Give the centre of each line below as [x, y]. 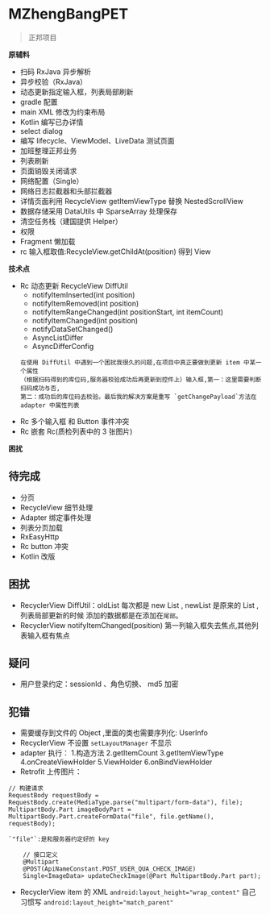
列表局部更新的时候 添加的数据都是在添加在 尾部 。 [101, 615]
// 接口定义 [40, 855]
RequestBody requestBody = [54, 796]
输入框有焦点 [48, 635]
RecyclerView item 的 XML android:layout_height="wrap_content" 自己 [138, 892]
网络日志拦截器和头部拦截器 [66, 191]
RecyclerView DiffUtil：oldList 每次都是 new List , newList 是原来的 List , [139, 605]
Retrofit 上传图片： [51, 772]
